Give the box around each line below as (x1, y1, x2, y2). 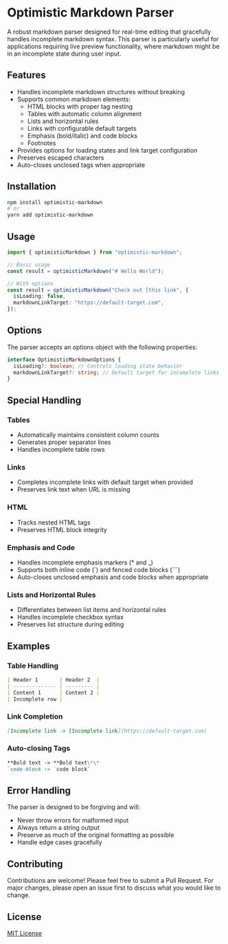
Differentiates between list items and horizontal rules (16, 606, 167, 614)
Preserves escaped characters (16, 153, 104, 162)
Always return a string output (16, 824, 100, 832)
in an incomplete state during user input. (7, 50, 122, 58)
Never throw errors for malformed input (16, 816, 129, 824)
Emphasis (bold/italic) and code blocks (27, 131, 137, 140)
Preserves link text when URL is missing (16, 485, 130, 494)
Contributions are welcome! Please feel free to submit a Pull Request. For (7, 877, 214, 885)
